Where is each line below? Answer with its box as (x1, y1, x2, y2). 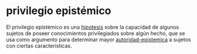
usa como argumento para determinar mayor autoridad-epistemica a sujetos (6, 36, 191, 43)
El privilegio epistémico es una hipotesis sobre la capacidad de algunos (6, 23, 179, 31)
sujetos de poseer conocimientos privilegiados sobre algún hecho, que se (6, 29, 185, 36)
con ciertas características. (6, 42, 72, 49)
